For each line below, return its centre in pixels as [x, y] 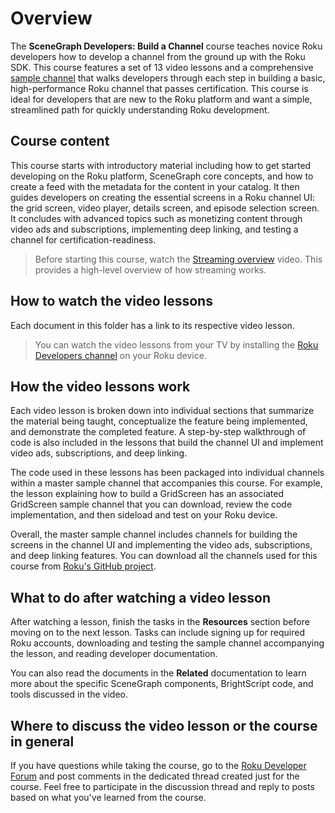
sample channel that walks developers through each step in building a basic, [168, 78]
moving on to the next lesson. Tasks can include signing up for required [157, 633]
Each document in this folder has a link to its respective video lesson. [152, 325]
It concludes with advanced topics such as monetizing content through [156, 218]
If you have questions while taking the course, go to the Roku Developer [158, 765]
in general [42, 741]
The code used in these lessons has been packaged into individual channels [167, 473]
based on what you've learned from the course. [108, 797]
